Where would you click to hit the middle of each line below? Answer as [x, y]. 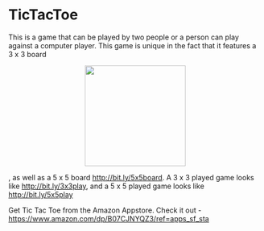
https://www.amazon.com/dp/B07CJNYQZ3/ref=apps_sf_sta [109, 218]
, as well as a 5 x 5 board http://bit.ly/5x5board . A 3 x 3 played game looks [132, 177]
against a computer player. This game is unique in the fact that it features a [132, 45]
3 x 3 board [27, 54]
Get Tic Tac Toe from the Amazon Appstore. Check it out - [105, 210]
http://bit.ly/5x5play [41, 194]
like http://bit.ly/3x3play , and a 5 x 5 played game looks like [107, 186]
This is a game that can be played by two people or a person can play [124, 37]
